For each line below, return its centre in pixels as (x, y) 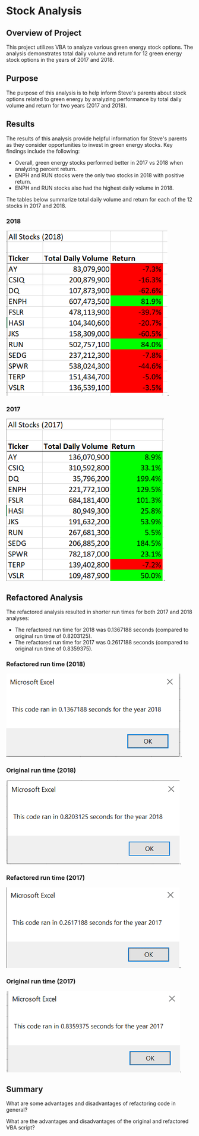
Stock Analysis (44, 11)
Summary (25, 1089)
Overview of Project (44, 33)
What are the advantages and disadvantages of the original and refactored (97, 1121)
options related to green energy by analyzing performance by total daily (94, 99)
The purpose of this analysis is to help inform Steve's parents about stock (96, 93)
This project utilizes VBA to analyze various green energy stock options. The (100, 47)
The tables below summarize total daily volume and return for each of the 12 (99, 199)
